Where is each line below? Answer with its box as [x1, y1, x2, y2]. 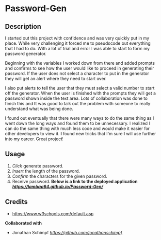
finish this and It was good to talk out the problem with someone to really [5, 101, 151, 106]
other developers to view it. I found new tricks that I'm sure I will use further [5, 131, 156, 136]
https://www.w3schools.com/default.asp [12, 210, 94, 217]
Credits [5, 198, 28, 206]
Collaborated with [5, 220, 42, 226]
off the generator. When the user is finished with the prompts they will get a [5, 91, 156, 96]
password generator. [5, 51, 47, 56]
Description [5, 22, 41, 31]
